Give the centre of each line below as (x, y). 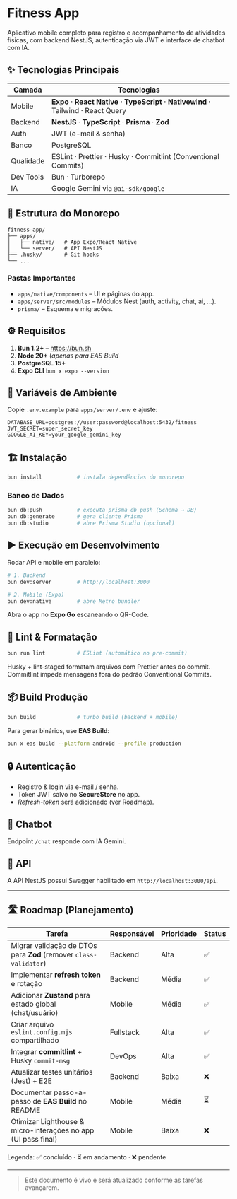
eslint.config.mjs (42, 1032)
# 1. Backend (26, 575)
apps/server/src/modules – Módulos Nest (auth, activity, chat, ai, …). (117, 301)
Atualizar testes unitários (52, 1072)
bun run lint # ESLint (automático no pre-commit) (98, 653)
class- (86, 955)
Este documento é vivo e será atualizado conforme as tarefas (114, 1180)
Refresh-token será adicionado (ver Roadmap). (86, 802)
